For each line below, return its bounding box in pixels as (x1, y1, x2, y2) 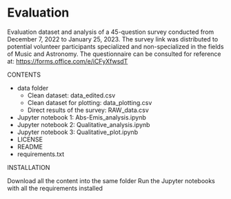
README (17, 142, 43, 151)
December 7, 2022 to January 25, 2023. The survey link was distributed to (7, 35, 219, 43)
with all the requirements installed (7, 184, 103, 192)
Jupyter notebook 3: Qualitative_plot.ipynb (17, 128, 139, 136)
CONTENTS (7, 70, 41, 79)
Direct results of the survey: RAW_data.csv (27, 106, 150, 114)
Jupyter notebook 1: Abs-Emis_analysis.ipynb (17, 113, 147, 122)
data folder (17, 84, 49, 92)
